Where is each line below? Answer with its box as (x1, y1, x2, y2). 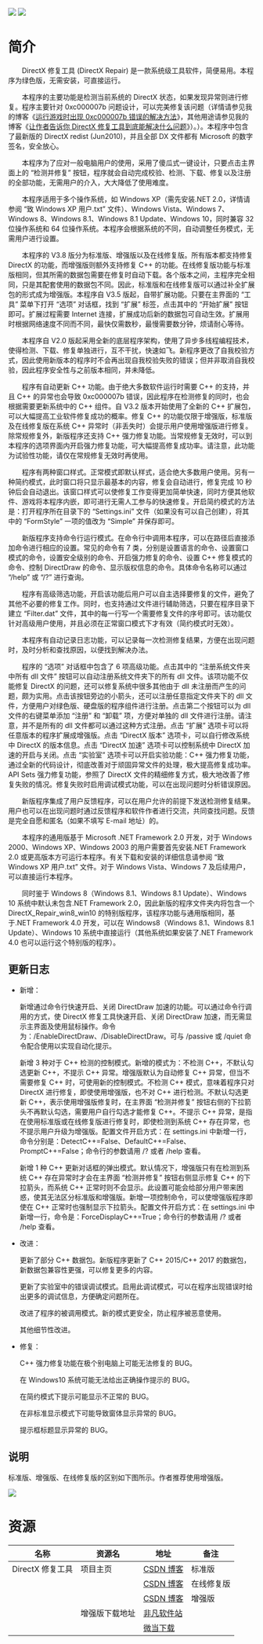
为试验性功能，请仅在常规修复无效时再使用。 (8, 450, 153, 460)
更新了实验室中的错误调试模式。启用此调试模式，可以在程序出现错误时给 (19, 1281, 253, 1291)
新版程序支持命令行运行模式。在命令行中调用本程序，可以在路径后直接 (21, 533, 248, 542)
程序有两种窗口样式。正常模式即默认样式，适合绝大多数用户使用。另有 (21, 467, 248, 477)
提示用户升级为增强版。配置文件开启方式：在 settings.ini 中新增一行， (26, 1126, 251, 1136)
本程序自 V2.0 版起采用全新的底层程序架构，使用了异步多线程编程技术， (21, 335, 254, 345)
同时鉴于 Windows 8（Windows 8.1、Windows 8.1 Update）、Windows (21, 888, 247, 898)
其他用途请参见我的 (186, 112, 249, 121)
